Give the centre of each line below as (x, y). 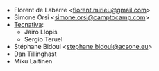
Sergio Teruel (43, 39)
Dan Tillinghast (35, 54)
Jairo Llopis (41, 32)
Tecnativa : (28, 24)
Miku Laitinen (33, 61)
